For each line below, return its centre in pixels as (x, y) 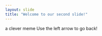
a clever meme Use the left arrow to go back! (51, 28)
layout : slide (20, 10)
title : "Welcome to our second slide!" (47, 14)
